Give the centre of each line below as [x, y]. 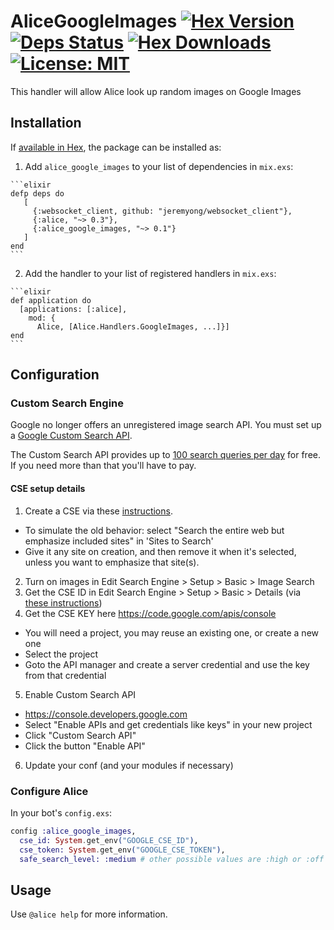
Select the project [61, 654]
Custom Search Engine [67, 403]
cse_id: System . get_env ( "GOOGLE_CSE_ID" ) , [109, 840]
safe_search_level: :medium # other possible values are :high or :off [172, 859]
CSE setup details [48, 489]
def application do [51, 300]
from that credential [65, 675]
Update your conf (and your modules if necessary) [129, 765]
